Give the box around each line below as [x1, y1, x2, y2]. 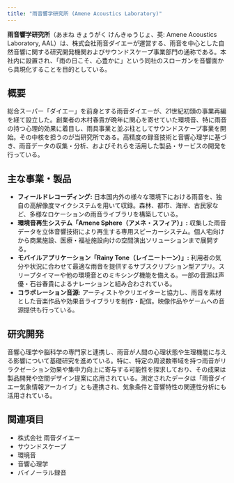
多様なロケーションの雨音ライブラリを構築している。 [29, 210, 182, 219]
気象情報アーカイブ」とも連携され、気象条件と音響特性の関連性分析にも [19, 383, 227, 391]
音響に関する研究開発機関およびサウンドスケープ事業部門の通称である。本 [13, 47, 227, 56]
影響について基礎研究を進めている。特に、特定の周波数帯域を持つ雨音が [13, 356, 221, 365]
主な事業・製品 [7, 173, 72, 184]
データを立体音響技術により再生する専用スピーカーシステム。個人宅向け [17, 228, 225, 236]
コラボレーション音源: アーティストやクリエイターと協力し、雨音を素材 [17, 288, 221, 296]
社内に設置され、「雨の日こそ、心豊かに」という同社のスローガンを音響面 [7, 56, 218, 65]
